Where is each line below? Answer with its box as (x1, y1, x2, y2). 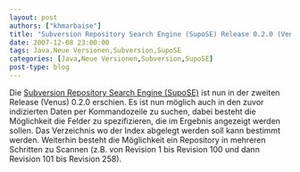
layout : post (9, 12, 58, 22)
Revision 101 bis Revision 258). (9, 153, 122, 164)
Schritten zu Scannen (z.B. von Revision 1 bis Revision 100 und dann (9, 143, 261, 154)
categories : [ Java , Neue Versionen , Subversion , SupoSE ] (9, 54, 214, 63)
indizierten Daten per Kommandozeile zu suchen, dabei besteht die (9, 106, 256, 117)
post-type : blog (9, 63, 70, 72)
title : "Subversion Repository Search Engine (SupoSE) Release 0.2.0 (9, 29, 274, 38)
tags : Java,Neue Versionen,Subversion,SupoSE (9, 46, 181, 55)
